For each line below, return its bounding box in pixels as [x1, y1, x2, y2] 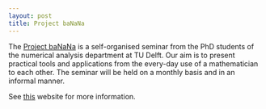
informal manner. [8, 76, 65, 86]
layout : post [8, 11, 53, 20]
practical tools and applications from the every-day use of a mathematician [8, 58, 259, 69]
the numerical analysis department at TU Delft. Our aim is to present [8, 50, 236, 60]
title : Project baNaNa [8, 19, 85, 27]
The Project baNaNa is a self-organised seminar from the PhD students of [8, 41, 255, 51]
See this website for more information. [8, 91, 136, 101]
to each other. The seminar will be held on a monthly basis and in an [8, 67, 235, 77]
